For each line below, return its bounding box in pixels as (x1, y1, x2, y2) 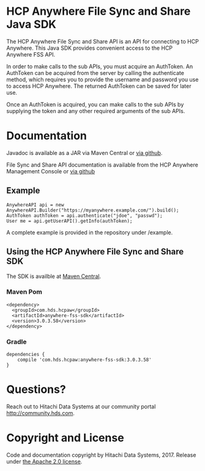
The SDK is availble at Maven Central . (6, 272, 102, 280)
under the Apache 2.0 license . (6, 457, 83, 465)
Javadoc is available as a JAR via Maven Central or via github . (6, 149, 163, 156)
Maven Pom (6, 288, 43, 296)
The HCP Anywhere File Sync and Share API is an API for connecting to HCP (6, 38, 199, 45)
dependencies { (6, 352, 45, 358)
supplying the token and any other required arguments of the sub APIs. (6, 107, 185, 114)
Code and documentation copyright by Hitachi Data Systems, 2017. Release (6, 451, 196, 459)
